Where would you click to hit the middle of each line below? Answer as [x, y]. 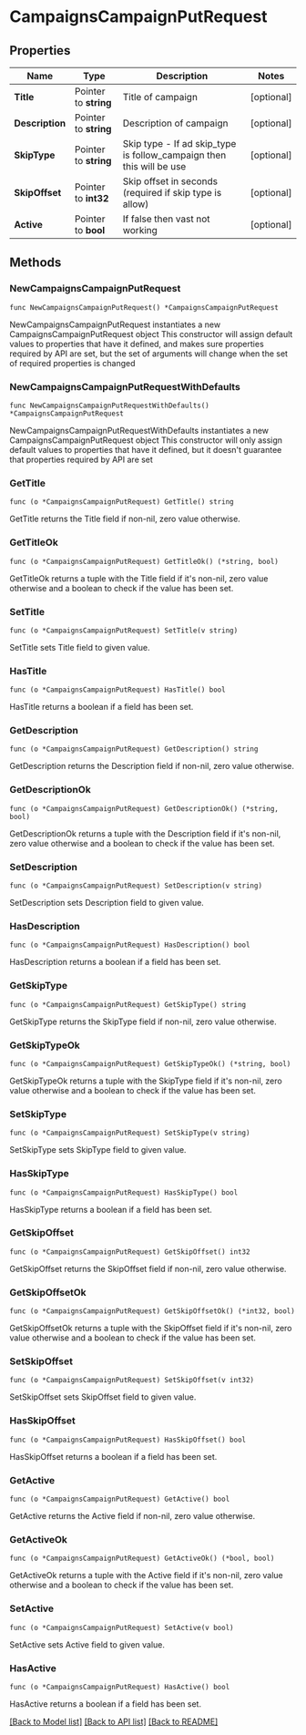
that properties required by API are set [81, 459]
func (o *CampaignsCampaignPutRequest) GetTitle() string [122, 502]
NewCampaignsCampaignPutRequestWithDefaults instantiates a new [139, 430]
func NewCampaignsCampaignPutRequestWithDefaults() [109, 406]
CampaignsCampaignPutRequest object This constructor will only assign [146, 440]
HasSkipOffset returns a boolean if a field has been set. [113, 1456]
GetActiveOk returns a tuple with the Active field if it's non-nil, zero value [147, 1576]
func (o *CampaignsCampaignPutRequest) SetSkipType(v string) [130, 1133]
